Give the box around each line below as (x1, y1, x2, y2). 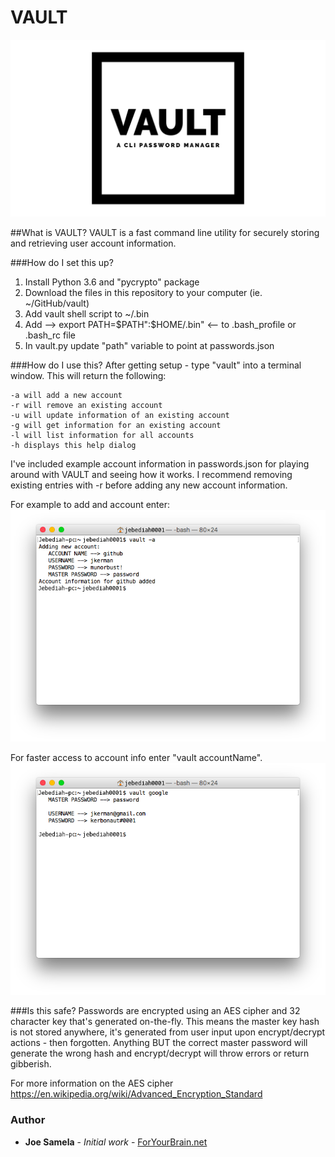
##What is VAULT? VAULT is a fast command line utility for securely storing (10, 227, 320, 239)
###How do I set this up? (10, 257, 114, 269)
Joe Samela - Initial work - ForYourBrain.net (24, 1136, 208, 1148)
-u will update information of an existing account (10, 411, 230, 421)
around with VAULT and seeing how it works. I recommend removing (10, 469, 293, 481)
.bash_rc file (24, 329, 77, 341)
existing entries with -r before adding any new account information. (10, 479, 288, 491)
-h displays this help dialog (10, 441, 137, 451)
